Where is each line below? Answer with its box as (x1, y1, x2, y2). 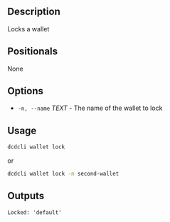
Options (7, 85, 44, 97)
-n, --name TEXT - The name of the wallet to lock (17, 104, 163, 113)
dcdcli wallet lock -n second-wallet (7, 171, 119, 178)
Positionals (7, 46, 58, 58)
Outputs (7, 190, 45, 202)
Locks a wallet (7, 24, 50, 33)
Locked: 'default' (7, 208, 62, 216)
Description (7, 6, 60, 18)
